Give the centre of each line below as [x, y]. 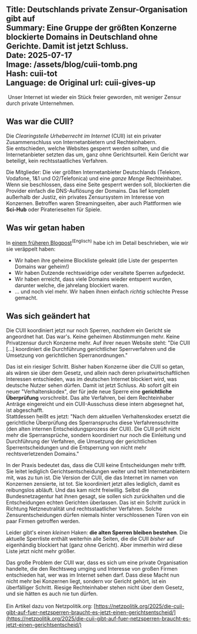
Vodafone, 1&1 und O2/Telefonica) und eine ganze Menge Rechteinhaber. [94, 178]
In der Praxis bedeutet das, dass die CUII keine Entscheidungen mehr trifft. [96, 465]
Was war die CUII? [40, 122]
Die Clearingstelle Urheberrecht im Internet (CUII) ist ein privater [84, 136]
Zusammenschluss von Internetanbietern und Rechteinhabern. [81, 142]
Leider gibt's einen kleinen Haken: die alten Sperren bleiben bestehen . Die [97, 532]
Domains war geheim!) [42, 267]
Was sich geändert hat [48, 316]
